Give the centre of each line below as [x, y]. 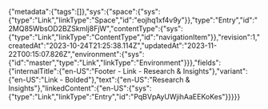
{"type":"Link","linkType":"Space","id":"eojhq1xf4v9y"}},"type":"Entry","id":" [133, 20]
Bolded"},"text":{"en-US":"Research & [128, 80]
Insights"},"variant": [215, 71]
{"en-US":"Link [33, 80]
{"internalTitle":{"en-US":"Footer [62, 71]
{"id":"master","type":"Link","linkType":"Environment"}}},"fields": [115, 63]
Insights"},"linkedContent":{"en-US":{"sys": [80, 88]
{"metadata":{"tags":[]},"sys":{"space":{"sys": [84, 12]
